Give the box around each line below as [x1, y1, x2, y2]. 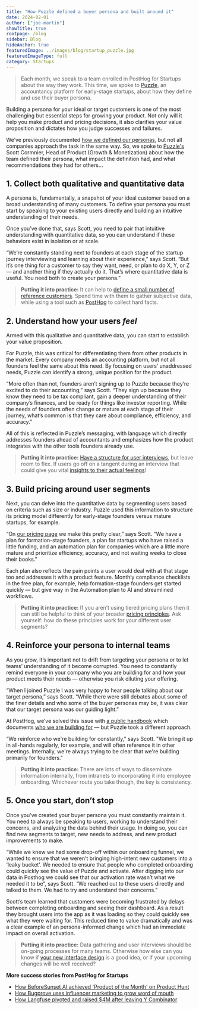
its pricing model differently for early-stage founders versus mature [6, 512, 171, 519]
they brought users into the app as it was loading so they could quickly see [6, 910, 190, 918]
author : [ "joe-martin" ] [6, 20, 65, 26]
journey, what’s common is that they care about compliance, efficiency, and [6, 412, 191, 419]
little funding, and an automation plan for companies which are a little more [6, 543, 189, 550]
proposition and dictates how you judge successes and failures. [6, 125, 162, 132]
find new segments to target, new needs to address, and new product [6, 830, 177, 837]
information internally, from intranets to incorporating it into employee [20, 772, 191, 779]
